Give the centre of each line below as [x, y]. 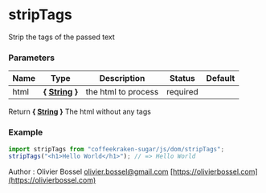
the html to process [122, 92]
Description [122, 78]
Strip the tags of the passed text [61, 37]
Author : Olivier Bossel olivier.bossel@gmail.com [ [91, 172]
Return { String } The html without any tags [80, 112]
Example [26, 132]
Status [182, 78]
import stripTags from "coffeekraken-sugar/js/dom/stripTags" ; [117, 149]
